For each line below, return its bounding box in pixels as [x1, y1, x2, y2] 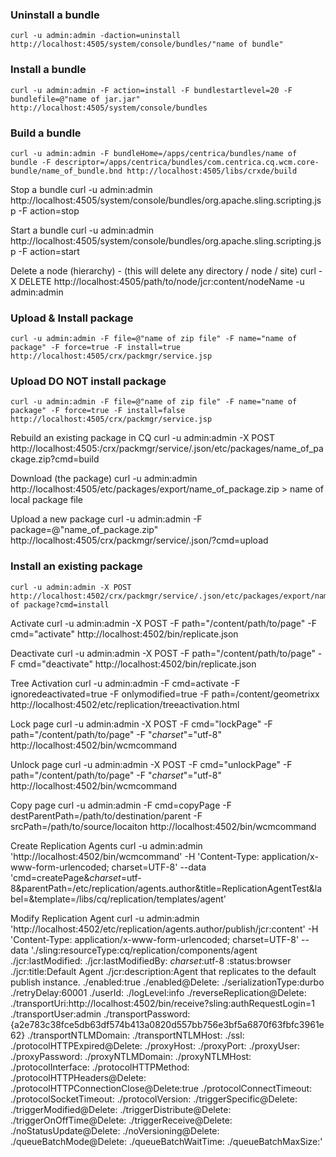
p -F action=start [10, 245, 80, 257]
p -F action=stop [10, 204, 80, 217]
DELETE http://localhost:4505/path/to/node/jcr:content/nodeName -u [18, 275, 305, 287]
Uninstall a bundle [10, 8, 100, 22]
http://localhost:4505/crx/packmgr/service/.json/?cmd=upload [10, 534, 269, 547]
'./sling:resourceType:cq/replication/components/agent [30, 944, 258, 956]
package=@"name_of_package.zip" [10, 524, 159, 536]
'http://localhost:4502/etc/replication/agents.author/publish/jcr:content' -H [10, 923, 319, 935]
